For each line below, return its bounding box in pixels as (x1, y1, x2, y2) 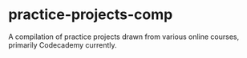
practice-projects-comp (8, 6, 173, 24)
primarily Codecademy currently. (8, 40, 118, 49)
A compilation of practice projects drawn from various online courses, (8, 32, 240, 41)
